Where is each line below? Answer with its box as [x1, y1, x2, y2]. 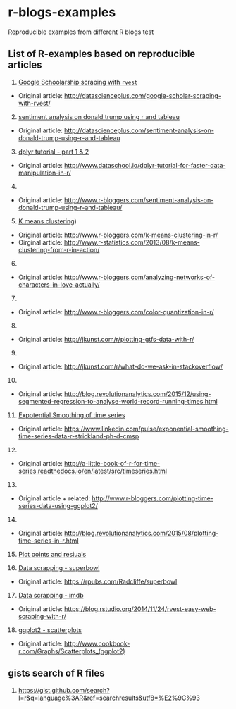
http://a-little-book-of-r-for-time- [63, 459, 161, 467]
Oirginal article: [18, 238, 63, 247]
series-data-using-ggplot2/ [18, 501, 98, 510]
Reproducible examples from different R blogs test [8, 27, 154, 36]
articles [8, 59, 42, 71]
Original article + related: [18, 494, 91, 503]
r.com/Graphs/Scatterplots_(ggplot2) [18, 646, 125, 655]
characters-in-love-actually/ [18, 280, 101, 289]
